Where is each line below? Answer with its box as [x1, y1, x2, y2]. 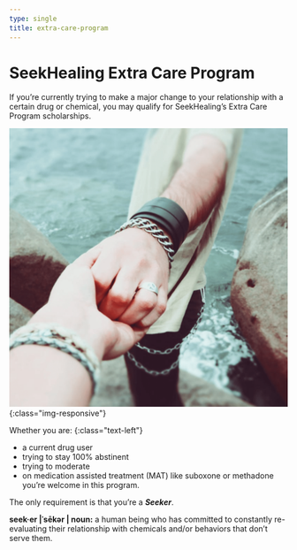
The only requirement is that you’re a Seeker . [9, 497, 174, 508]
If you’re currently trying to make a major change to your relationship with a [9, 92, 284, 103]
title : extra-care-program [9, 23, 109, 33]
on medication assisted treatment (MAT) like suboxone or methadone [21, 470, 274, 481]
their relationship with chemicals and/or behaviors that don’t [48, 523, 268, 534]
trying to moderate [21, 461, 90, 472]
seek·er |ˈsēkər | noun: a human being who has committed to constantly [9, 514, 272, 525]
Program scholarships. [9, 111, 91, 121]
